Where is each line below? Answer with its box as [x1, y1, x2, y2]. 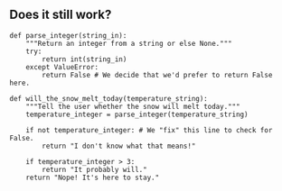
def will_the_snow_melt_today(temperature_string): [9, 94, 208, 103]
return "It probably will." [42, 165, 147, 174]
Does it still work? [9, 7, 112, 23]
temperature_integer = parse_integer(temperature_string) [25, 110, 249, 119]
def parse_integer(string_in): [9, 31, 127, 40]
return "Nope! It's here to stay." [25, 173, 160, 182]
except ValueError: [25, 62, 99, 71]
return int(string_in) [42, 54, 127, 64]
